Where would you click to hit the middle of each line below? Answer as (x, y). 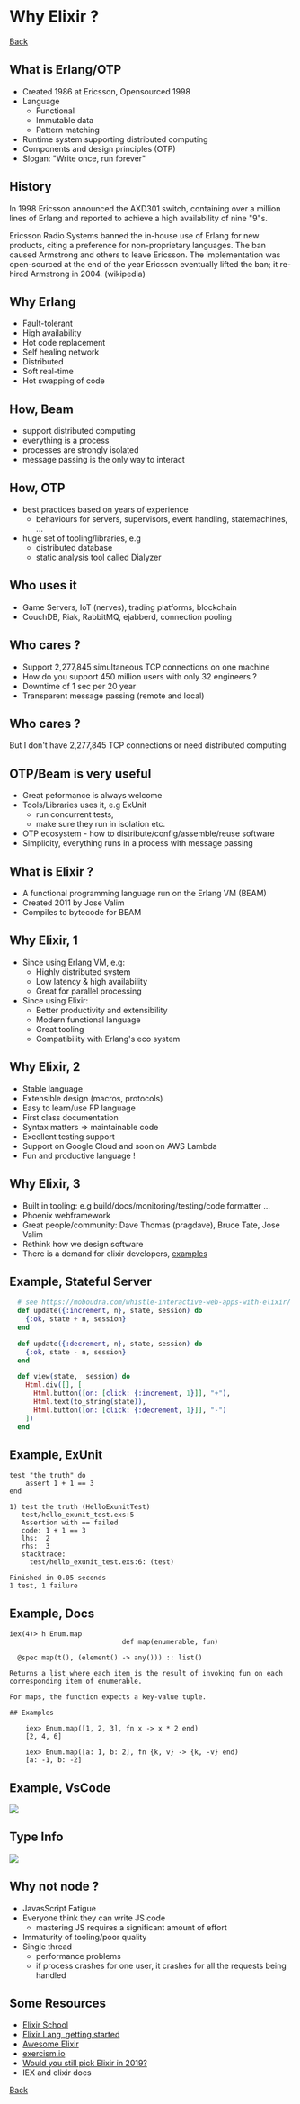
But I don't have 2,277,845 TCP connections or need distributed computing (148, 745)
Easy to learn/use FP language (79, 1108)
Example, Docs (52, 1613)
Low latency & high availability (92, 981)
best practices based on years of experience (105, 509)
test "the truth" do (48, 1476)
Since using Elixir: (55, 1000)
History (31, 187)
